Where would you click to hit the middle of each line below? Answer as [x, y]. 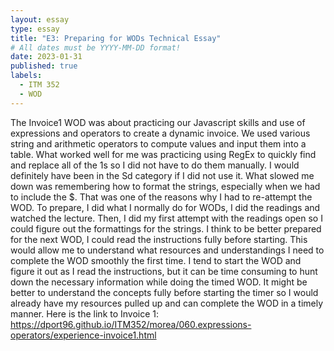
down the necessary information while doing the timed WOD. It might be [159, 282]
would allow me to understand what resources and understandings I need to [167, 250]
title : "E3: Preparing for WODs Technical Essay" [116, 38]
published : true [44, 66]
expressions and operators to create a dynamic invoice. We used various [160, 133]
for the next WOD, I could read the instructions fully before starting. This [159, 239]
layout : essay [40, 19]
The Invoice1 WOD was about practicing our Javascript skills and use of [158, 122]
